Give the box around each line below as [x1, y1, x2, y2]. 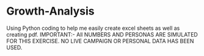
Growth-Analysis [6, 4, 95, 18]
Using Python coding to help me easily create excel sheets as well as [6, 24, 180, 32]
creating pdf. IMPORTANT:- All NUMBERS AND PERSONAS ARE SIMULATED [6, 30, 199, 38]
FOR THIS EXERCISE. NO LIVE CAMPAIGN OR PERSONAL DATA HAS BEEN [6, 37, 194, 44]
